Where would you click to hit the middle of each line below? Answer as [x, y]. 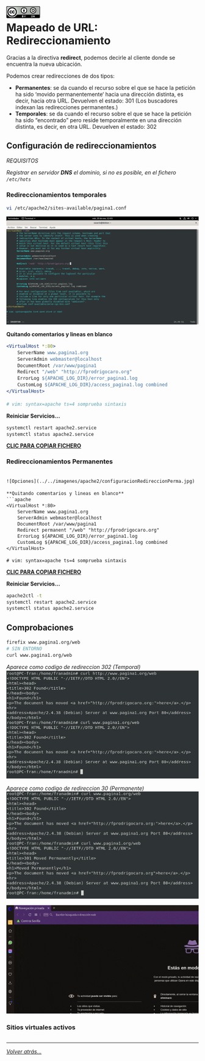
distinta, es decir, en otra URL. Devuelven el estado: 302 [86, 126]
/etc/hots [19, 179]
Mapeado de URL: [52, 28]
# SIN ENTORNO [24, 649]
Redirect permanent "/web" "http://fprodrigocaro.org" [88, 530]
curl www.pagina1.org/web [39, 655]
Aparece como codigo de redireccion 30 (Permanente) [75, 788]
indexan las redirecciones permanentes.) [67, 107]
